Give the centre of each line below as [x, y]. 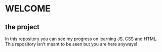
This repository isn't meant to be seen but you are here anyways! [71, 44]
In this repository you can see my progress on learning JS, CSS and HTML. [81, 39]
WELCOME [28, 9]
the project [22, 27]
